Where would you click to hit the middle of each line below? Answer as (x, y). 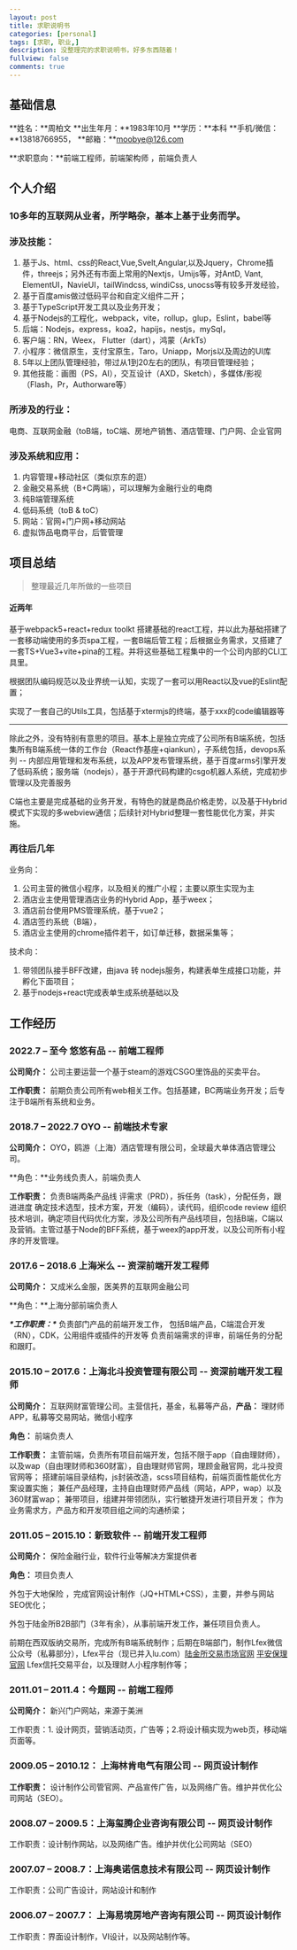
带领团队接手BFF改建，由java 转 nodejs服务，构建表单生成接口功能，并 (152, 970)
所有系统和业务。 (69, 1101)
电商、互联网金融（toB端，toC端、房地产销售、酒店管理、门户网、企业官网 (146, 431)
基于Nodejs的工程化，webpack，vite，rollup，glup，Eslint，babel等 (147, 318)
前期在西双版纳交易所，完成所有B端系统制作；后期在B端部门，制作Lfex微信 (146, 1643)
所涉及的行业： (41, 410)
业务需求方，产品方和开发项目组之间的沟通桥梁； (98, 1510)
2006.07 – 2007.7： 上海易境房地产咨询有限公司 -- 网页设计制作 (145, 1915)
